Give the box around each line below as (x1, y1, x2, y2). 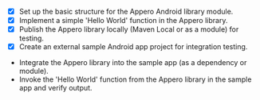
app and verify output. (18, 83, 93, 93)
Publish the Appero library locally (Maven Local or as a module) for (18, 25, 239, 34)
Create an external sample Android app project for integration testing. (18, 42, 248, 52)
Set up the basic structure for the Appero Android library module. (18, 7, 234, 16)
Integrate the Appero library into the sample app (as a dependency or (18, 58, 247, 67)
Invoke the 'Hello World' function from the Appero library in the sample (18, 75, 252, 84)
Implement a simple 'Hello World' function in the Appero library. (18, 16, 228, 25)
